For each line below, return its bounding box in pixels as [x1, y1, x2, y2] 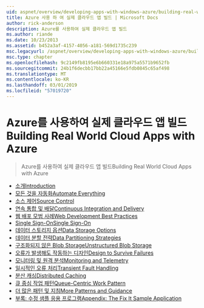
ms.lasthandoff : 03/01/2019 [6, 82, 78, 89]
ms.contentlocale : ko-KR [6, 76, 69, 82]
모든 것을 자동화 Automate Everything [15, 189, 106, 197]
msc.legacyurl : [6, 49, 45, 55]
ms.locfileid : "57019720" [6, 88, 72, 94]
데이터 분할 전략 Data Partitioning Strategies [15, 234, 121, 241]
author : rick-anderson [6, 20, 64, 26]
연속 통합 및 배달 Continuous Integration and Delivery [15, 204, 144, 212]
